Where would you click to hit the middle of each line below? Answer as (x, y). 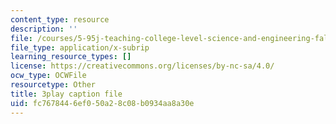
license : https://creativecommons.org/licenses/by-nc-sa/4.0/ (142, 66)
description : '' (44, 29)
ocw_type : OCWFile (48, 76)
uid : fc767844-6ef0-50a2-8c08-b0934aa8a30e (102, 103)
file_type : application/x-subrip (80, 47)
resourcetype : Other (53, 85)
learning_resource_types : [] (71, 57)
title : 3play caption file (66, 94)
